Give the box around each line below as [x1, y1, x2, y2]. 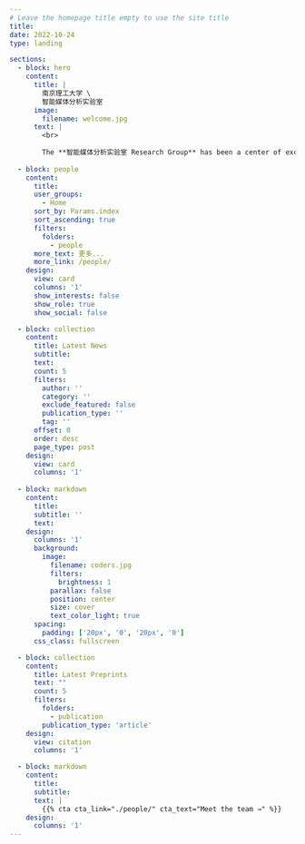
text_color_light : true [49, 612, 141, 621]
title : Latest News [33, 341, 107, 350]
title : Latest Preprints [33, 670, 128, 679]
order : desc [33, 434, 79, 443]
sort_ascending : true [33, 215, 116, 224]
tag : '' [42, 417, 71, 427]
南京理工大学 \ [42, 88, 91, 98]
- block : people [17, 164, 79, 173]
